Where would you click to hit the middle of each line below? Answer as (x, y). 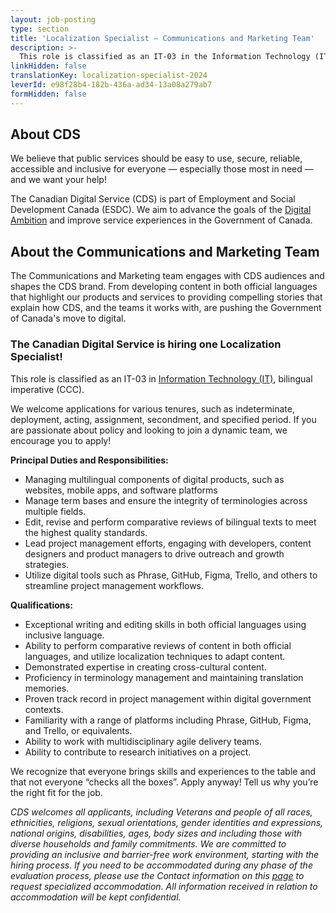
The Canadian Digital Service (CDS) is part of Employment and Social (153, 199)
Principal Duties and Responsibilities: (89, 460)
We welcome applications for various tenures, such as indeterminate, (152, 408)
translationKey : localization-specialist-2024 (109, 76)
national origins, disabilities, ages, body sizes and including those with (156, 833)
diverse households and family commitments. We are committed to (148, 843)
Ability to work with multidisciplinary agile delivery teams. (143, 741)
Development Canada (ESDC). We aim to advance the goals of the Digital (161, 210)
